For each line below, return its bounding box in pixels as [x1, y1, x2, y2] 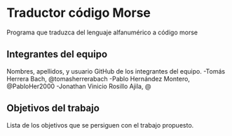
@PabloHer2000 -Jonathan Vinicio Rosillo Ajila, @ [6, 82, 151, 90]
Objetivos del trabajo [6, 102, 100, 114]
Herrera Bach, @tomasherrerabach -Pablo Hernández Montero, [6, 74, 191, 83]
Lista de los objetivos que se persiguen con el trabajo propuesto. [6, 121, 194, 129]
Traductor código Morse [6, 5, 151, 21]
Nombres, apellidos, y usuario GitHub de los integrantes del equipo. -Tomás [6, 67, 226, 75]
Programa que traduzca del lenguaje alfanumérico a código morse [6, 28, 198, 36]
